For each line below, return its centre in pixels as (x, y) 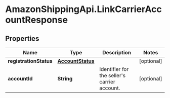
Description (117, 53)
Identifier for (114, 69)
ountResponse (37, 20)
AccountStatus (76, 61)
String (65, 79)
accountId (20, 79)
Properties (22, 38)
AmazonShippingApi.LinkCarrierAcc (83, 9)
